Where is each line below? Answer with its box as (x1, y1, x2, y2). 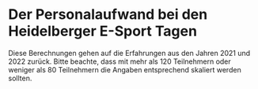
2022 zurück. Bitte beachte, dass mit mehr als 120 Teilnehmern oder (8, 57, 231, 66)
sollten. (8, 73, 32, 83)
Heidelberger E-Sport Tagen (8, 22, 198, 40)
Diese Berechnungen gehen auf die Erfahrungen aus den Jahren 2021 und (8, 48, 251, 57)
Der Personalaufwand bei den (8, 6, 208, 24)
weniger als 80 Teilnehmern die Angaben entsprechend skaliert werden (8, 65, 241, 74)
